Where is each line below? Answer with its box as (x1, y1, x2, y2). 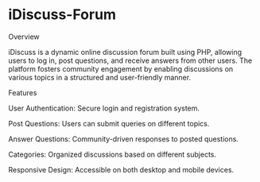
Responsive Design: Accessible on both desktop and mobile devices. (8, 165, 235, 174)
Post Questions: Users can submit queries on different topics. (8, 118, 210, 128)
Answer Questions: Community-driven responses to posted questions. (8, 134, 239, 144)
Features (8, 87, 37, 97)
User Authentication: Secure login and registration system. (8, 103, 200, 113)
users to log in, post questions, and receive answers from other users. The (8, 56, 253, 65)
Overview (8, 32, 40, 41)
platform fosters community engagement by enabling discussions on (8, 64, 234, 73)
